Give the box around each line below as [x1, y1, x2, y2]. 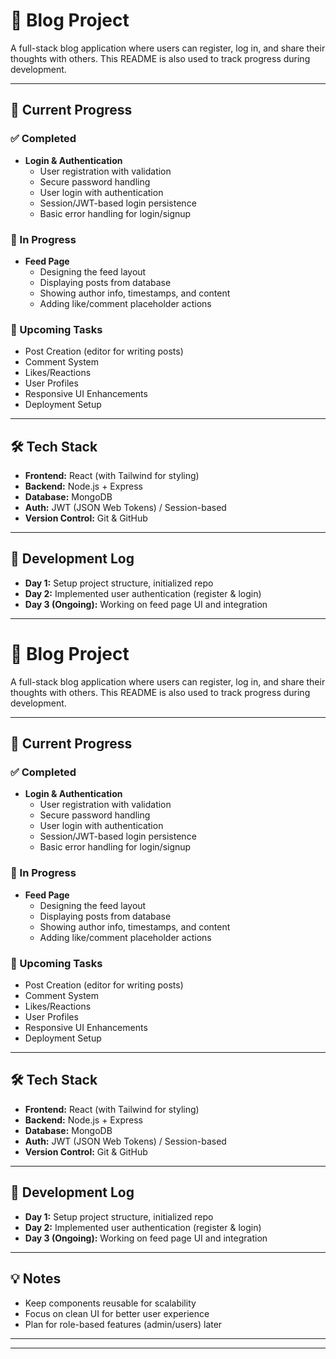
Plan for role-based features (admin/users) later [24, 1318, 223, 1330]
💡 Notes [10, 1270, 62, 1288]
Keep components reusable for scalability [24, 1297, 197, 1309]
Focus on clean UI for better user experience [24, 1307, 210, 1319]
